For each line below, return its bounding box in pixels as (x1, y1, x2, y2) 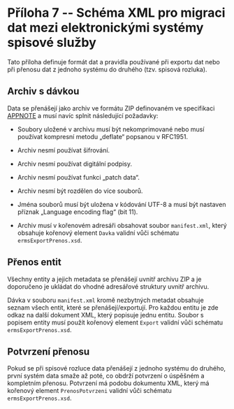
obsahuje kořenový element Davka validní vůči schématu (17, 229, 180, 237)
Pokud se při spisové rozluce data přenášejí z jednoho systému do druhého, (7, 364, 226, 373)
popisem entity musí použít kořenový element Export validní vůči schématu (7, 318, 224, 327)
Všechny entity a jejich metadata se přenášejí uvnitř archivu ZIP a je (7, 275, 202, 283)
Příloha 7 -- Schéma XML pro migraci (7, 5, 226, 21)
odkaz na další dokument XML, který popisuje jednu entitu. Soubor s (7, 310, 204, 319)
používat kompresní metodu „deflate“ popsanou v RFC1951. (17, 132, 189, 141)
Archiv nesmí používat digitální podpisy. (17, 159, 133, 168)
